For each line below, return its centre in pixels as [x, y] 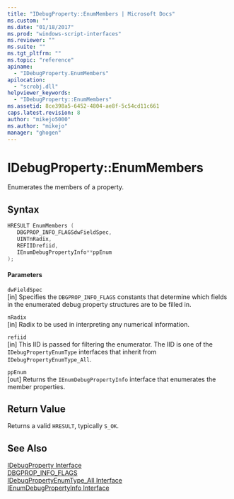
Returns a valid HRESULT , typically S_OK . [63, 426]
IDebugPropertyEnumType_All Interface [65, 481]
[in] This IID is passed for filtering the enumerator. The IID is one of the [110, 344]
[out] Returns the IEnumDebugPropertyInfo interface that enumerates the [112, 379]
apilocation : [27, 80]
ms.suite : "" [27, 47]
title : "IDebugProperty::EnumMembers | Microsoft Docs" [91, 14]
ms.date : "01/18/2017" [41, 27]
